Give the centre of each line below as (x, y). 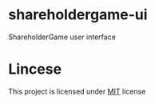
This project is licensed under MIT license (77, 91)
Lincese (35, 69)
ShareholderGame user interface (62, 37)
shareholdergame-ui (78, 15)
